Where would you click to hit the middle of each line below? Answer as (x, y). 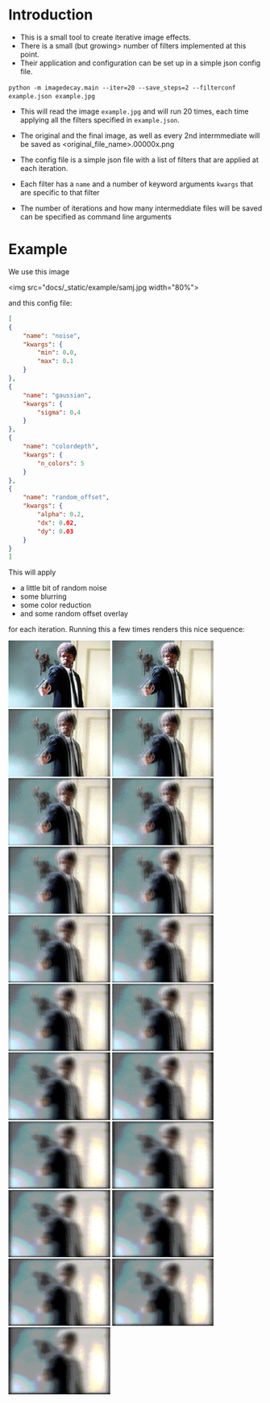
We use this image (39, 271)
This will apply (32, 572)
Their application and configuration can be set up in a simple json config (140, 63)
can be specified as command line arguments (96, 216)
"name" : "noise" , (52, 336)
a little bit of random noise (63, 588)
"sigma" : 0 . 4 (59, 412)
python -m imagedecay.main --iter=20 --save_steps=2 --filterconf (122, 88)
